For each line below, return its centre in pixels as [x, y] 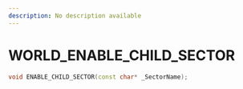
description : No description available [75, 16]
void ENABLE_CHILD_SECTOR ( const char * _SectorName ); [98, 77]
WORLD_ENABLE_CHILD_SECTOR [121, 55]
